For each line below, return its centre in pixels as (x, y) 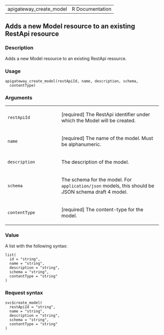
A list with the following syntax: (36, 246)
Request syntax (24, 293)
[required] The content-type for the (102, 210)
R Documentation (92, 9)
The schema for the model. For (96, 180)
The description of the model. (95, 162)
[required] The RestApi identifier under (106, 115)
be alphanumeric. (81, 144)
